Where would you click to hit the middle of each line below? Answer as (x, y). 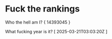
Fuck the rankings (42, 9)
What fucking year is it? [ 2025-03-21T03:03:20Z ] (56, 31)
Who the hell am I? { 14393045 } (38, 22)
